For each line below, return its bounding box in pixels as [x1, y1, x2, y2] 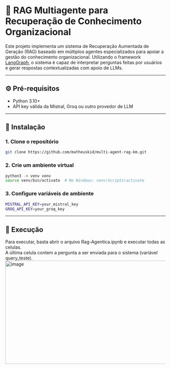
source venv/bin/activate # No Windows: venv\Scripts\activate [5, 178, 145, 183]
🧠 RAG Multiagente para [5, 5, 108, 16]
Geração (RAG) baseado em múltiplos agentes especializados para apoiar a [5, 48, 164, 55]
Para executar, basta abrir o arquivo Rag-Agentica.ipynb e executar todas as [5, 239, 165, 245]
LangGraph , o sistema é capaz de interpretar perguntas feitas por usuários [5, 59, 162, 65]
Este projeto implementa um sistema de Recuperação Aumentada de [5, 43, 149, 49]
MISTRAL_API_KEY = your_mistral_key [5, 201, 79, 207]
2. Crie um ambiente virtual [5, 162, 74, 169]
